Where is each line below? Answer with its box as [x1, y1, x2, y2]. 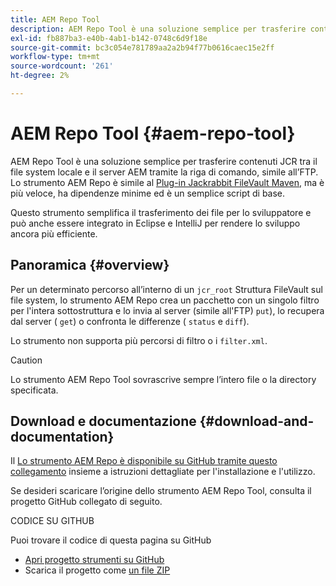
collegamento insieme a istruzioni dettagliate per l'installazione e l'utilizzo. [10, 466, 316, 478]
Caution [10, 354, 43, 366]
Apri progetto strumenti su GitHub [24, 554, 165, 566]
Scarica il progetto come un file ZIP [24, 564, 171, 576]
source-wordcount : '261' [10, 61, 114, 71]
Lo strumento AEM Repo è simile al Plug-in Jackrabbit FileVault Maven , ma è [10, 176, 325, 188]
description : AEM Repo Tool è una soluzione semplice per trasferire [10, 24, 307, 34]
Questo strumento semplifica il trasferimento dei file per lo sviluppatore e [10, 206, 312, 218]
